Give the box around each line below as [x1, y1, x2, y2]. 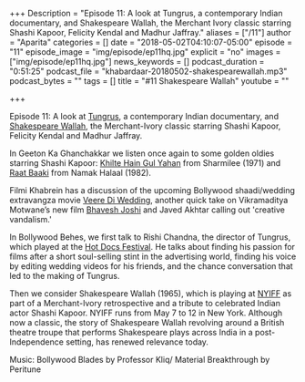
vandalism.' [9, 214, 52, 224]
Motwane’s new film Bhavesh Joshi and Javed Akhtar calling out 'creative [9, 204, 285, 215]
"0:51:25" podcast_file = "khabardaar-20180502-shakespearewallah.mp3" [9, 66, 288, 77]
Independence [9, 336, 64, 347]
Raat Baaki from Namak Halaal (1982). [9, 168, 152, 178]
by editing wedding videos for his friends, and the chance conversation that [9, 261, 293, 272]
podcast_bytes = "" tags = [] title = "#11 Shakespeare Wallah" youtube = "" [9, 76, 290, 86]
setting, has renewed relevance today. [65, 336, 209, 347]
